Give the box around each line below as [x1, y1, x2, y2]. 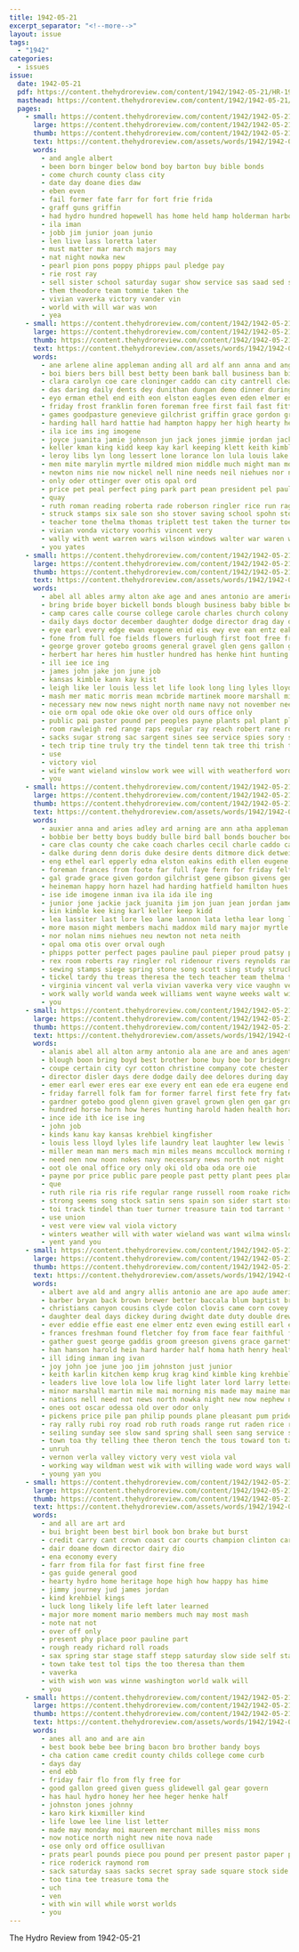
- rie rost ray [41, 270, 98, 279]
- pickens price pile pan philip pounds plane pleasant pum [41, 1412, 269, 1421]
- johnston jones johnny [41, 1800, 133, 1810]
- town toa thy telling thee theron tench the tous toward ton [41, 1437, 280, 1446]
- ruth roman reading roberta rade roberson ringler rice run [41, 501, 277, 510]
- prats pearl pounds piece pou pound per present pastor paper [41, 1851, 285, 1859]
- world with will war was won [41, 303, 158, 312]
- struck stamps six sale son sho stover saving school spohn [41, 509, 277, 519]
